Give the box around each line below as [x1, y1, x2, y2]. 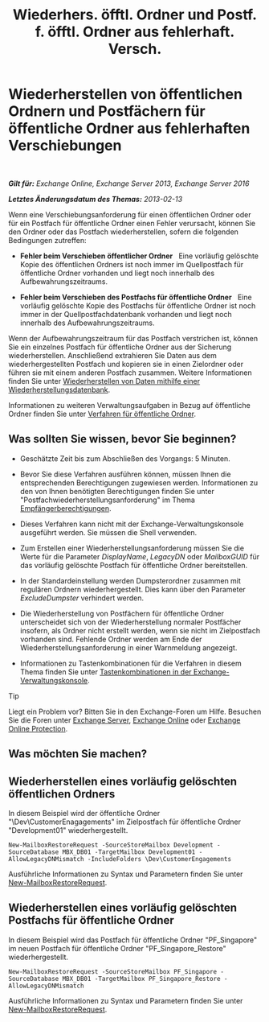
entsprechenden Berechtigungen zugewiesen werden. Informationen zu [19, 477, 259, 488]
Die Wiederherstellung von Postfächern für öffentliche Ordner [19, 608, 225, 618]
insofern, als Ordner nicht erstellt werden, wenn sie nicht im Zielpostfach [19, 625, 261, 635]
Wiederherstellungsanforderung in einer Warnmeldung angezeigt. [19, 642, 238, 653]
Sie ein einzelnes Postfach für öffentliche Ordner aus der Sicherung [8, 342, 232, 352]
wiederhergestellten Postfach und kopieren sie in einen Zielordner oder [8, 359, 244, 369]
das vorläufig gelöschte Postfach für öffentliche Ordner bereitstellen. [19, 560, 247, 570]
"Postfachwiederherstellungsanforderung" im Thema [19, 495, 195, 505]
